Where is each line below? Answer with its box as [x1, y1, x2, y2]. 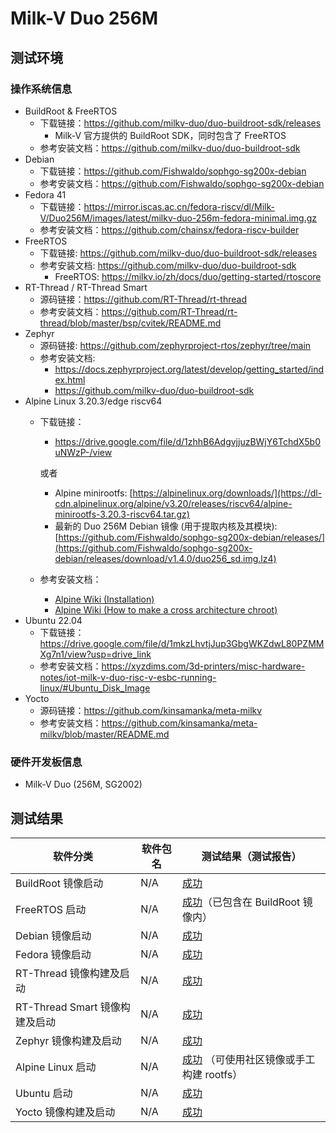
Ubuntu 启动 [15, 1086, 73, 1100]
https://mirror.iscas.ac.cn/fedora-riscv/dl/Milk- [83, 200, 275, 212]
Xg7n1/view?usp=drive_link [39, 648, 152, 660]
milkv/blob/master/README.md [39, 728, 170, 740]
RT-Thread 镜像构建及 [15, 966, 120, 980]
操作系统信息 [10, 82, 73, 96]
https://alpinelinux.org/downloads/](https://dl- [132, 487, 323, 499]
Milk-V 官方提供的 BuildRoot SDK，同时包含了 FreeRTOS [54, 129, 287, 141]
